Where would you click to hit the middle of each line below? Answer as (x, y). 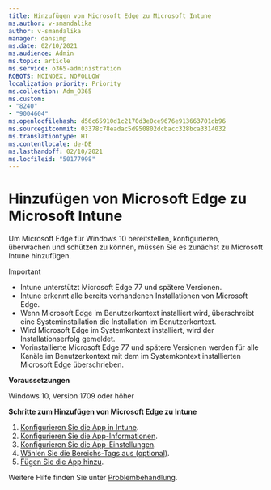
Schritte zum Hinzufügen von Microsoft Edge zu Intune (103, 412)
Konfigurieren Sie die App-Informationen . (89, 436)
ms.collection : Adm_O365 (50, 91)
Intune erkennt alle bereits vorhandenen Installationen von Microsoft (134, 296)
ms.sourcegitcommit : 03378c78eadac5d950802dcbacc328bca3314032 (117, 129)
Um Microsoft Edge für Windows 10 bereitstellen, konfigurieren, (114, 239)
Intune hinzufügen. (40, 256)
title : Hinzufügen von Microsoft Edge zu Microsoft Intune (110, 16)
